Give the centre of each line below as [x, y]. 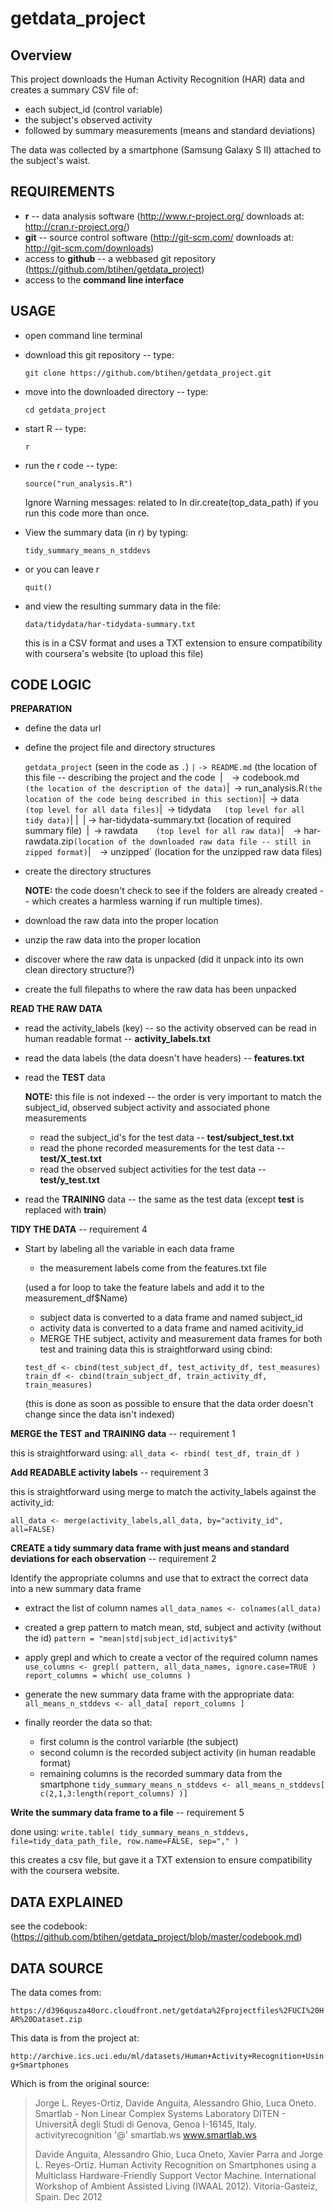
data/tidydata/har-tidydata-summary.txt [110, 624]
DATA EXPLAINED [67, 1902]
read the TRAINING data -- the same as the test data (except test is [164, 1199]
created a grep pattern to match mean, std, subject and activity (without [173, 1628]
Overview [41, 55]
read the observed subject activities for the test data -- [153, 1169]
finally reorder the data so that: [88, 1723]
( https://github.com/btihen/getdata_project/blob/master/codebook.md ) [156, 1937]
